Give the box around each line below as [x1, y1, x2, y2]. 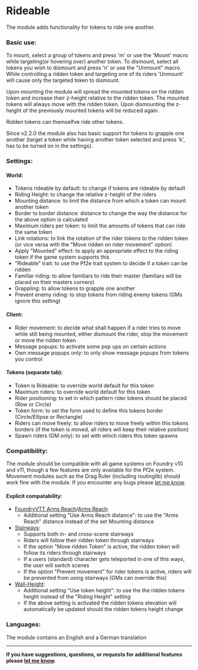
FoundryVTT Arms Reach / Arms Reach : [14, 506, 109, 513]
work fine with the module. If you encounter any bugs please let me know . [6, 479, 186, 486]
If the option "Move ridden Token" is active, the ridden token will [23, 543, 180, 550]
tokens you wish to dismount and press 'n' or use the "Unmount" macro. [6, 64, 181, 71]
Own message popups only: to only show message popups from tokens [14, 349, 189, 356]
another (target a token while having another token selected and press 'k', [6, 136, 186, 143]
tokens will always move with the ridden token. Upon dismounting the [6, 101, 175, 108]
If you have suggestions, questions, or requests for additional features [6, 651, 183, 658]
